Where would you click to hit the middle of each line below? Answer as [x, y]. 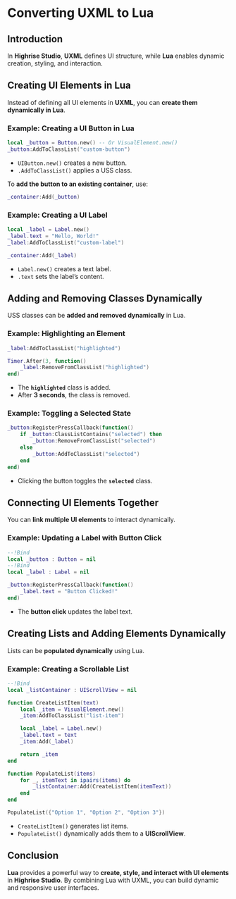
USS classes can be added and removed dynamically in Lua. [97, 316]
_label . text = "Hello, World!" [53, 236]
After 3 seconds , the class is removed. [74, 395]
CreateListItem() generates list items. [73, 826]
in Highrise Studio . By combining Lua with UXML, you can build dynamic [113, 880]
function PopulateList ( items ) [52, 774]
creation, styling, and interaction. [55, 63]
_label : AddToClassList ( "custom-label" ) [66, 242]
